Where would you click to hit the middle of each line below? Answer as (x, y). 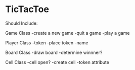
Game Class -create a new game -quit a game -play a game (67, 33)
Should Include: (21, 23)
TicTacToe (27, 9)
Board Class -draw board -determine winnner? (54, 52)
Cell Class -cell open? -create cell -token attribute (57, 62)
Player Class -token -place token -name (47, 43)
